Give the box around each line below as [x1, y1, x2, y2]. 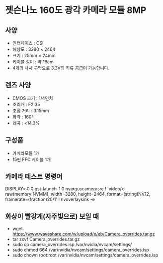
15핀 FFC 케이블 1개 [12, 156, 51, 162]
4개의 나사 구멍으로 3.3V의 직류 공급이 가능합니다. [12, 65, 110, 71]
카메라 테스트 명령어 [5, 172, 63, 181]
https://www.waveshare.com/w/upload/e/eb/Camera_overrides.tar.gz [12, 231, 155, 237]
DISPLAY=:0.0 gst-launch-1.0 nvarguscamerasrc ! [5, 186, 107, 192]
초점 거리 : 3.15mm [12, 108, 49, 114]
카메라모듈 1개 [12, 150, 40, 156]
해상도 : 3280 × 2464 [12, 46, 56, 52]
